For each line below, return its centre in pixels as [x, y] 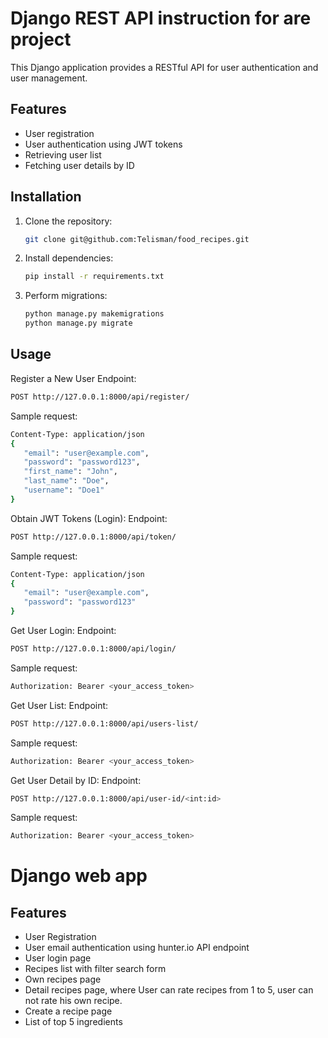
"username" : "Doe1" [64, 490]
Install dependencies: [69, 258]
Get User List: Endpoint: [59, 705]
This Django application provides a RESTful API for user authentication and [164, 67]
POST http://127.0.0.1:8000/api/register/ [100, 397]
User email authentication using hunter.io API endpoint [137, 948]
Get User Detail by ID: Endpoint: [76, 780]
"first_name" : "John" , [70, 472]
